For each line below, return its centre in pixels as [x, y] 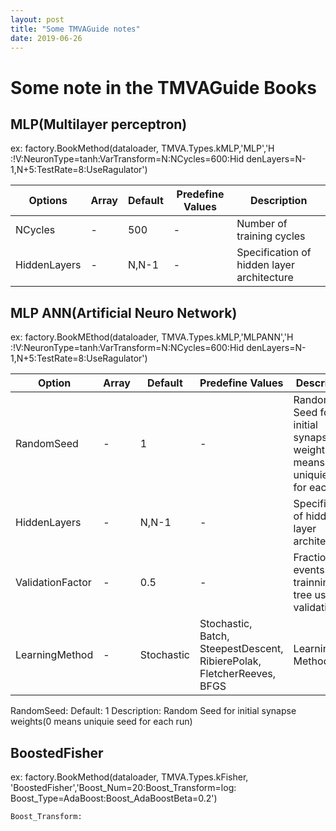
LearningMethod [54, 655]
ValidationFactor [53, 583]
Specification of [274, 253]
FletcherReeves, [238, 674]
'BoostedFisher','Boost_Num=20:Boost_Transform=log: [123, 787]
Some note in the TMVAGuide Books [163, 87]
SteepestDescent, [241, 649]
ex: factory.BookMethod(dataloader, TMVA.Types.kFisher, [129, 777]
